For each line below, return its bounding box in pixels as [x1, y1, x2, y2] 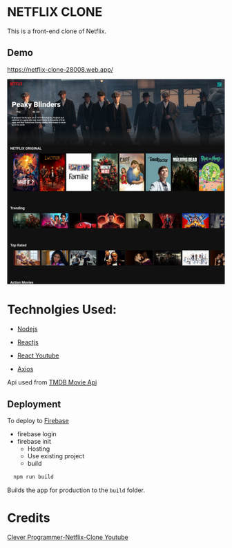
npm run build [13, 473, 54, 480]
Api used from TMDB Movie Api [7, 378, 97, 386]
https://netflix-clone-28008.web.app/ [7, 65, 114, 73]
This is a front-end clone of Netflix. [7, 27, 107, 35]
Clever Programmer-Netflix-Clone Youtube [7, 533, 129, 541]
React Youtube [17, 351, 59, 360]
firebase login [17, 429, 57, 438]
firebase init [17, 437, 52, 445]
